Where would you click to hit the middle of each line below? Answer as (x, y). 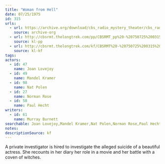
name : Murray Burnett (36, 119)
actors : (13, 60)
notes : (12, 128)
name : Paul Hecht (32, 106)
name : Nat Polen (31, 87)
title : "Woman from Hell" (31, 10)
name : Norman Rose (33, 96)
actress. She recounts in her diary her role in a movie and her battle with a (80, 152)
